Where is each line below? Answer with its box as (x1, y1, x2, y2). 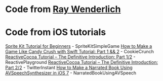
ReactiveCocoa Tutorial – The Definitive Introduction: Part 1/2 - (5, 54, 136, 60)
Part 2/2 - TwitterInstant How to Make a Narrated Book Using (5, 64, 133, 71)
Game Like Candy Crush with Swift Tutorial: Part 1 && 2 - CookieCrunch (5, 49, 154, 55)
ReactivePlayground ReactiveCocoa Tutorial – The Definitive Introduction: (5, 59, 158, 65)
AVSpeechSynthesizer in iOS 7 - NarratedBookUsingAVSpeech (5, 70, 137, 76)
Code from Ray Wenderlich (5, 4, 121, 15)
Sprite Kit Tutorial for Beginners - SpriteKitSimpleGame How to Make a (5, 43, 152, 49)
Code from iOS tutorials (5, 27, 106, 38)
